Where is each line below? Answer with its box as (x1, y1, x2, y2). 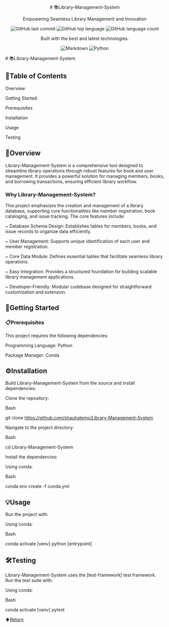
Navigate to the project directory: (5, 424, 74, 430)
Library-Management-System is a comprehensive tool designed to (5, 162, 143, 168)
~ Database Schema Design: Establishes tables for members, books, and (5, 223, 157, 229)
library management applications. (5, 274, 75, 280)
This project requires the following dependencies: (5, 332, 108, 339)
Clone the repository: (5, 395, 49, 401)
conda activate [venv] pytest (5, 607, 65, 613)
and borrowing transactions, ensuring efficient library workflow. (5, 178, 138, 184)
